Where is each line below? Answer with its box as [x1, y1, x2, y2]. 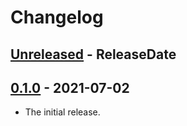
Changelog [10, 6, 104, 29]
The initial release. [24, 106, 101, 118]
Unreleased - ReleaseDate [10, 46, 177, 63]
